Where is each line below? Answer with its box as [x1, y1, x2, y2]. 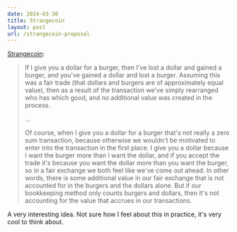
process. [24, 101, 51, 110]
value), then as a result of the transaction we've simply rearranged [24, 86, 219, 94]
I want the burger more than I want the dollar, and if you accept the [24, 151, 220, 160]
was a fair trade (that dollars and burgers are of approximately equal [24, 79, 224, 87]
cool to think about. [7, 218, 64, 226]
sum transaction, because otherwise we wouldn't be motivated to [24, 136, 216, 145]
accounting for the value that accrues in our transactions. [24, 197, 192, 205]
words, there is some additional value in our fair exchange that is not [24, 174, 224, 182]
